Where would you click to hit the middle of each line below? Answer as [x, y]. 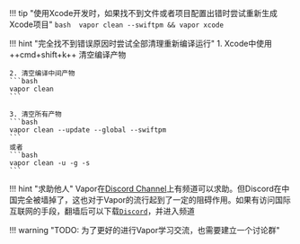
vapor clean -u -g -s [50, 163]
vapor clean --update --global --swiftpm [88, 130]
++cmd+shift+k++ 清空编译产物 [68, 55]
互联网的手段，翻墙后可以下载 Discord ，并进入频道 [102, 211]
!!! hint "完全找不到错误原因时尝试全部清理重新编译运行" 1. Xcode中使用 [141, 44]
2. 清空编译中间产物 [42, 74]
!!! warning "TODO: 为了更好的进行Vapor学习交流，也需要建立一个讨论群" [145, 230]
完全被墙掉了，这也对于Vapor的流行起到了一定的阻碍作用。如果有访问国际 [154, 200]
